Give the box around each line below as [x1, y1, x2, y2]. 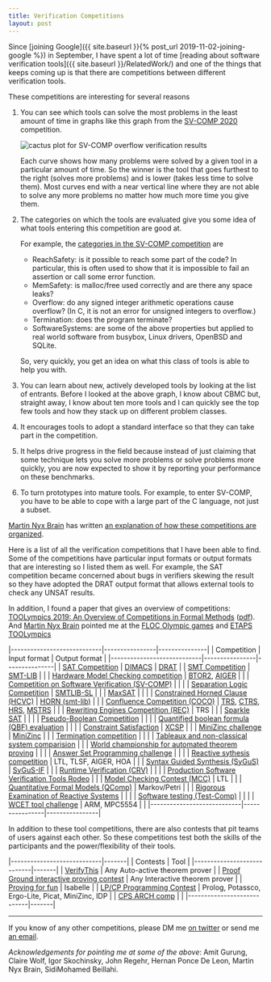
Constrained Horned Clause [154, 688, 248, 697]
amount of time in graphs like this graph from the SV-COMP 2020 [19, 116, 238, 125]
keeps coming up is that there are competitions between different [8, 67, 226, 77]
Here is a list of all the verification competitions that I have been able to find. [8, 544, 261, 554]
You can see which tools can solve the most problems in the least [19, 107, 238, 117]
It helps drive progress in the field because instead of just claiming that [19, 446, 256, 455]
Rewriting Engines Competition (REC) [65, 705, 190, 714]
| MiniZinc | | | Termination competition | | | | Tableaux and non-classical [8, 730, 248, 740]
